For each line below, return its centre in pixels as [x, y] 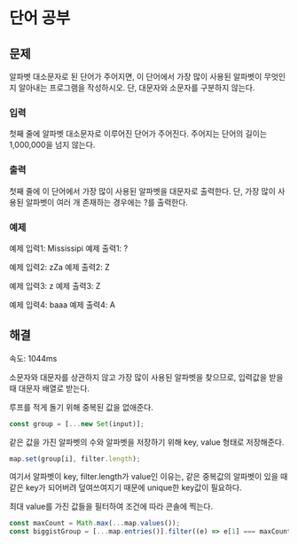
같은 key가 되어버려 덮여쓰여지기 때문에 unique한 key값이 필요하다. [125, 487]
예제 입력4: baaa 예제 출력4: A [62, 304]
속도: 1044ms [33, 358]
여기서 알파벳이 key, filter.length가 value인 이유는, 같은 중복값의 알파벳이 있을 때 [149, 477]
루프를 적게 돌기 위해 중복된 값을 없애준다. [81, 407]
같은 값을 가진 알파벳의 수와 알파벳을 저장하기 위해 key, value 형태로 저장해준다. [147, 442]
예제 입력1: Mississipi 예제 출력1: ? [69, 248]
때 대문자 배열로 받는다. [50, 388]
